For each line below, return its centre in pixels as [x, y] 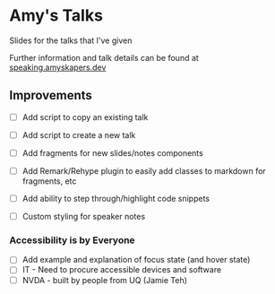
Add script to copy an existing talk [85, 117]
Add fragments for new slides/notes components [112, 152]
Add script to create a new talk [79, 134]
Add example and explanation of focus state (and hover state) [136, 260]
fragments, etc [49, 181]
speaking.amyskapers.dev [58, 67]
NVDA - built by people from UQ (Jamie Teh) [105, 280]
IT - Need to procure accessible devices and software [122, 270]
